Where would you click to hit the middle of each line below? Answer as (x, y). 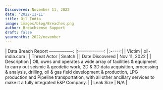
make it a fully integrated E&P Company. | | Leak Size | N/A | (66, 82)
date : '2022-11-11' (25, 14)
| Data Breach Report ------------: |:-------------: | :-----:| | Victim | (74, 51)
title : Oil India (23, 19)
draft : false (19, 32)
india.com (15, 56)
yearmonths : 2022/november (33, 37)
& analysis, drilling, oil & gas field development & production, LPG (72, 72)
